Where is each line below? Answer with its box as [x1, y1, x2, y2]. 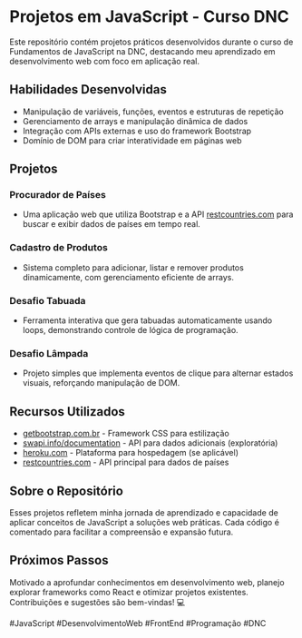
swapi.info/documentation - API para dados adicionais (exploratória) [22, 437, 278, 448]
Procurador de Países [9, 189, 106, 201]
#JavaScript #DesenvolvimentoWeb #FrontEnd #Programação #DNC [9, 617, 267, 628]
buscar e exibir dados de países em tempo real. [22, 219, 201, 230]
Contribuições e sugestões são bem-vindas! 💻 [9, 596, 186, 607]
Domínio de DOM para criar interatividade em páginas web [22, 134, 242, 146]
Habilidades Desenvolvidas [9, 82, 168, 97]
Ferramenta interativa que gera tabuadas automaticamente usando [22, 315, 273, 326]
